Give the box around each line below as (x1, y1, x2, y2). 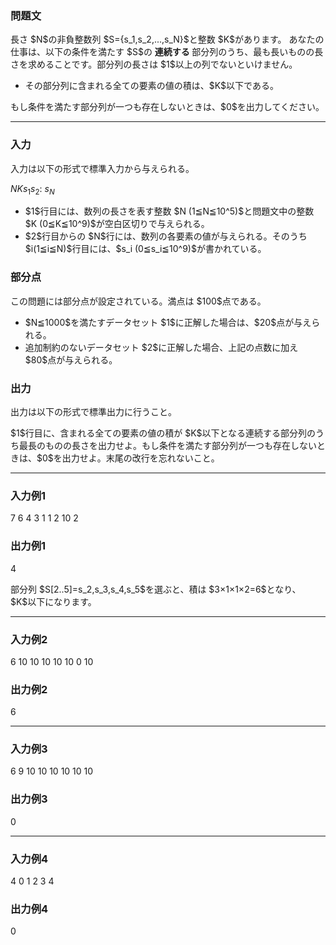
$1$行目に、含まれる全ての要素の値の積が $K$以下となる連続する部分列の (10, 427, 316, 439)
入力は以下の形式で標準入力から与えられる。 (10, 162, 195, 174)
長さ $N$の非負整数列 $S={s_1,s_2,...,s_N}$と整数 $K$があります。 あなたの (10, 33, 325, 46)
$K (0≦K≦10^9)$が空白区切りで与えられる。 (24, 218, 210, 230)
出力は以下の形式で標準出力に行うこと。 (10, 405, 177, 417)
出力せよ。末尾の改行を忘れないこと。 (61, 452, 220, 464)
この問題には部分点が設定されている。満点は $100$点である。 (10, 295, 267, 307)
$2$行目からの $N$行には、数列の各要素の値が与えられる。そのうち (24, 230, 308, 242)
